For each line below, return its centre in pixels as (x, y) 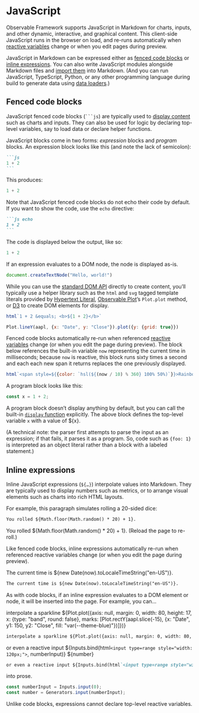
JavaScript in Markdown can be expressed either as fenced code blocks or (98, 58)
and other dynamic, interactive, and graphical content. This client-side (92, 33)
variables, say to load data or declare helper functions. (85, 128)
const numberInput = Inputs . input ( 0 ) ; (54, 687)
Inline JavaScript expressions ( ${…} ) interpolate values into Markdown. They (99, 484)
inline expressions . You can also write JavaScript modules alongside (89, 64)
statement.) (20, 451)
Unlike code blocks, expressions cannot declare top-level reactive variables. (99, 704)
